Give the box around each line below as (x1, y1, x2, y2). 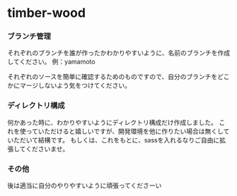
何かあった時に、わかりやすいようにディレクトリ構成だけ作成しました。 (7, 118, 218, 126)
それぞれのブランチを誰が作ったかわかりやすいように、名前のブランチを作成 (7, 49, 231, 57)
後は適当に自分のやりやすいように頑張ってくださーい (7, 181, 162, 190)
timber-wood (7, 5, 86, 21)
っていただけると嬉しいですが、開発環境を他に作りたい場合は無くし (25, 127, 224, 135)
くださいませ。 (25, 145, 69, 153)
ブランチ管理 (7, 32, 52, 42)
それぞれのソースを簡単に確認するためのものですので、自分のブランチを (7, 73, 218, 81)
